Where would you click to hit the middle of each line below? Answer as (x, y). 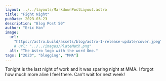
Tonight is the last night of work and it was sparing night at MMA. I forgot (80, 69)
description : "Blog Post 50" (35, 23)
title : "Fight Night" (27, 14)
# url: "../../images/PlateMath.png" (53, 46)
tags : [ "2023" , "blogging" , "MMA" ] (42, 55)
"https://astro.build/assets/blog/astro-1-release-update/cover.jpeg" (88, 42)
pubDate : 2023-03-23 (26, 19)
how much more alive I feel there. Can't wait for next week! (65, 75)
